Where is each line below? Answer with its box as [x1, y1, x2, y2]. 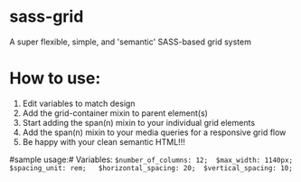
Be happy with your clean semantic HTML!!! [22, 136, 185, 147]
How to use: [9, 68, 101, 89]
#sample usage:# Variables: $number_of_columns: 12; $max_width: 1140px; [9, 154, 294, 165]
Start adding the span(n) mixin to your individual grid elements [22, 117, 256, 128]
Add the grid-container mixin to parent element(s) [22, 107, 208, 119]
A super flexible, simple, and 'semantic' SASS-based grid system [9, 36, 251, 47]
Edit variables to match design [22, 98, 136, 109]
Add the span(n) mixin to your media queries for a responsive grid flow [22, 127, 287, 138]
